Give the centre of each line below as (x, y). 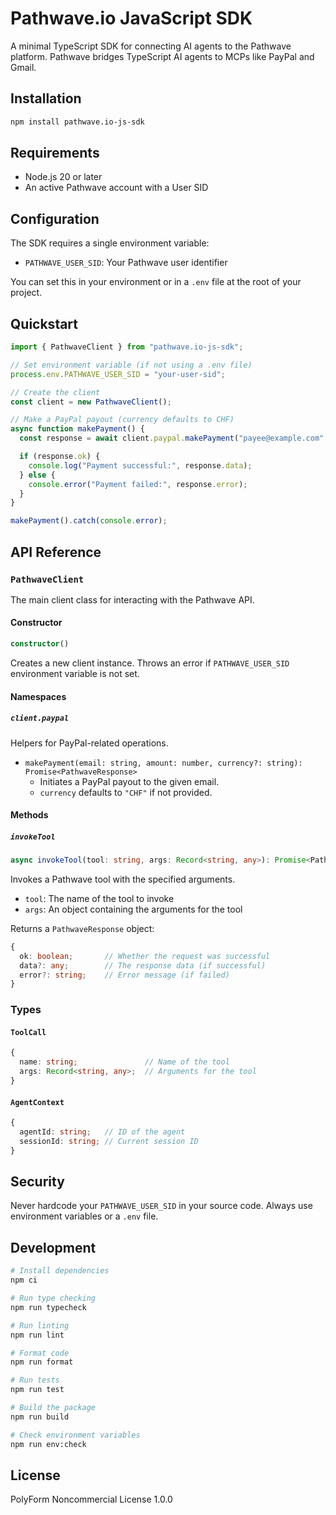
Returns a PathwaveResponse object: (82, 928)
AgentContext (37, 1102)
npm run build (40, 1417)
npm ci (24, 1280)
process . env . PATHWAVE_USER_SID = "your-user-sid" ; (118, 374)
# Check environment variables (75, 1435)
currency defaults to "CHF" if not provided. (126, 792)
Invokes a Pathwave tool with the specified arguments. (123, 879)
